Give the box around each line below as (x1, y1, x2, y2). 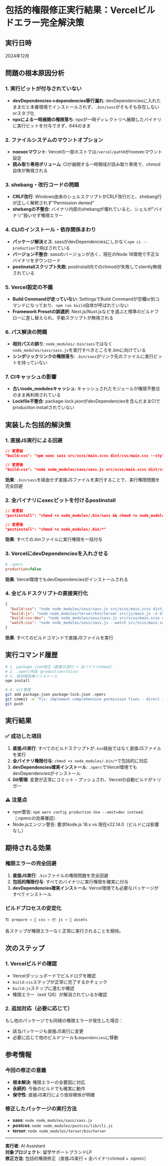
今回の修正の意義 (5, 1067, 46, 1074)
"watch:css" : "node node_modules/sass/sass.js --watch (9, 620, 126, 626)
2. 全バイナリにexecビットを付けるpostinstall (5, 497, 116, 504)
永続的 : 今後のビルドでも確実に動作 (12, 1085, 85, 1091)
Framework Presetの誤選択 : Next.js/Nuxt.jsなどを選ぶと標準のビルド (12, 308, 154, 314)
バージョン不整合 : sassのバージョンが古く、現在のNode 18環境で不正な (12, 251, 160, 257)
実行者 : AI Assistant (5, 1142, 45, 1148)
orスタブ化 (12, 110, 35, 116)
